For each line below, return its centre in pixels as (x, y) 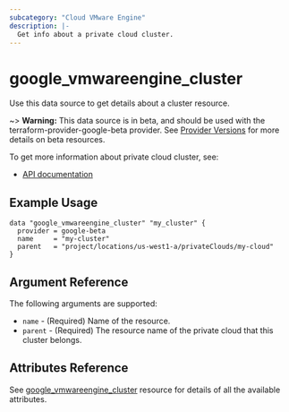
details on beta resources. (57, 140)
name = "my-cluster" (64, 239)
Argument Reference (69, 282)
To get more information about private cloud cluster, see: (114, 157)
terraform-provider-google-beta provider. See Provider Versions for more (144, 130)
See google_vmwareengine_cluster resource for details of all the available (145, 390)
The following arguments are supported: (84, 303)
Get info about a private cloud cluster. (96, 34)
